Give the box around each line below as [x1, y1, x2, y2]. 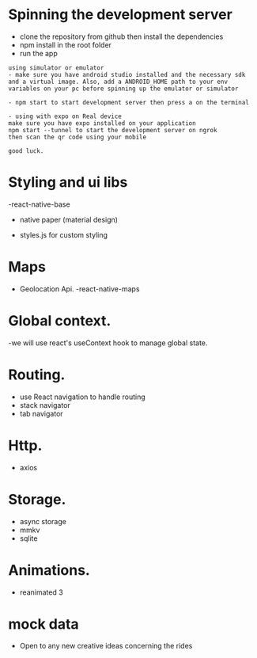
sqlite [19, 533, 38, 543]
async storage [19, 516, 67, 526]
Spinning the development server [8, 6, 233, 24]
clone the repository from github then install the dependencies [19, 32, 224, 41]
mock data [8, 615, 79, 633]
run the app [19, 48, 58, 58]
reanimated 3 [19, 588, 63, 597]
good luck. [8, 146, 44, 155]
